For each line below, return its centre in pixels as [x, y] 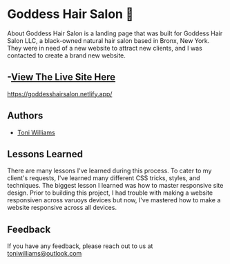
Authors [25, 116]
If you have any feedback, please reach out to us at [80, 246]
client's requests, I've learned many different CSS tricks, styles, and [104, 178]
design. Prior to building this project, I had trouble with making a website [110, 193]
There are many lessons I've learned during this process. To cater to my [109, 171]
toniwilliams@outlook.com [45, 254]
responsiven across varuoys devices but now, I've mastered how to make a [114, 200]
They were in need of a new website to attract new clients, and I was [105, 48]
